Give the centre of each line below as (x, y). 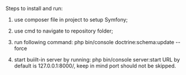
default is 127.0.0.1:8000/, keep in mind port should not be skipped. (95, 66)
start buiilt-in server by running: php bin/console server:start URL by (97, 60)
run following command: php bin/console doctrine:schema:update (94, 42)
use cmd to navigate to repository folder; (63, 31)
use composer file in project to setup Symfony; (71, 19)
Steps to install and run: (34, 8)
